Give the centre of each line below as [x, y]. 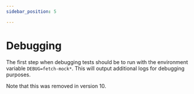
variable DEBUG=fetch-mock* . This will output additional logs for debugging [95, 68]
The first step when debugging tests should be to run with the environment [97, 62]
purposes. [19, 75]
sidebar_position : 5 [32, 11]
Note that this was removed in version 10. [56, 86]
